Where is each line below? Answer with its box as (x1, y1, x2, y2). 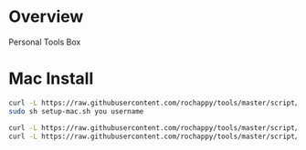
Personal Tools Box (8, 36, 81, 47)
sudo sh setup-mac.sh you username (8, 106, 144, 115)
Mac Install (8, 68, 94, 89)
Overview (8, 6, 84, 27)
